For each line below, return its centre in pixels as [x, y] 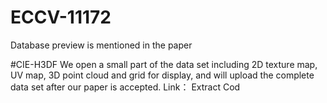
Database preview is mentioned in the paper [101, 45]
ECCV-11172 [61, 17]
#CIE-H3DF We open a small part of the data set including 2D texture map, [164, 64]
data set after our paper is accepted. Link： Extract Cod [125, 87]
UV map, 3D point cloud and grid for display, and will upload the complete [162, 75]
